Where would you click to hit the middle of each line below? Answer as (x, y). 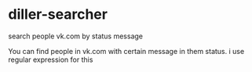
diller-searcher (58, 14)
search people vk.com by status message (76, 36)
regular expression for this (51, 59)
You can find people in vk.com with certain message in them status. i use (126, 51)
